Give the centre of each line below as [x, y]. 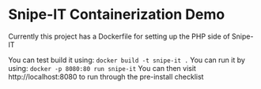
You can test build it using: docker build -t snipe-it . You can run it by [127, 60]
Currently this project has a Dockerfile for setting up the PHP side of [119, 36]
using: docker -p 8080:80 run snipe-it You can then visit [102, 68]
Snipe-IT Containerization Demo [117, 15]
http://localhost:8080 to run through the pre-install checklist [106, 76]
